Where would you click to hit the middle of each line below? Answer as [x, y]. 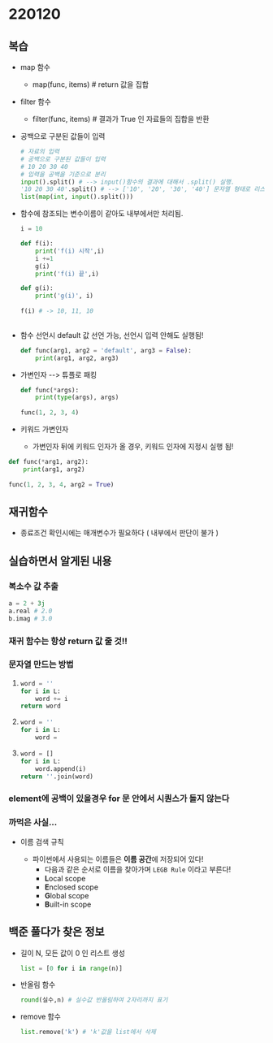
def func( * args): [50, 390]
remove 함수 [40, 1017]
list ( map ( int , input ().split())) [77, 197]
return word [40, 706]
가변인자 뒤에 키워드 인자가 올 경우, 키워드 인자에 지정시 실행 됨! [133, 446]
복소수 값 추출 [34, 586]
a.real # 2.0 [30, 611]
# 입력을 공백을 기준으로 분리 [63, 174]
